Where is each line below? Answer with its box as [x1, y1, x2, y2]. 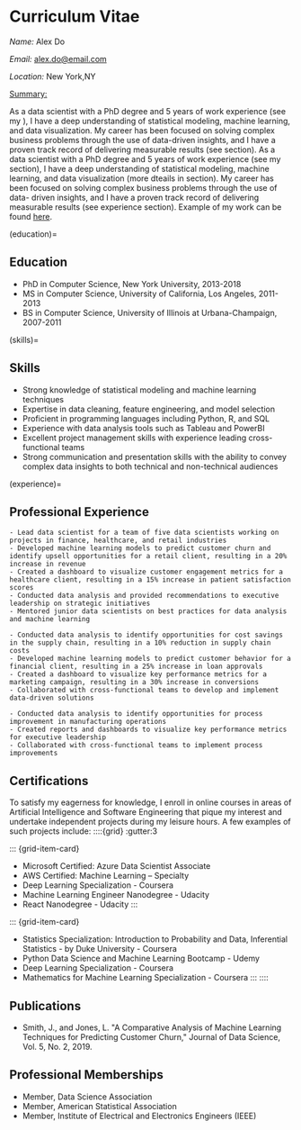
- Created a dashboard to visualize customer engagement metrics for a [9, 567, 283, 577]
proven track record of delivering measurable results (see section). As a [9, 144, 276, 155]
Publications [9, 998, 82, 1014]
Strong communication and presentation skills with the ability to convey [22, 451, 288, 462]
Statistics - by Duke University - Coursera [22, 944, 178, 954]
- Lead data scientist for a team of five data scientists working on [9, 529, 279, 538]
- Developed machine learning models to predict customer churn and [9, 544, 271, 553]
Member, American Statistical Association [22, 1100, 177, 1111]
